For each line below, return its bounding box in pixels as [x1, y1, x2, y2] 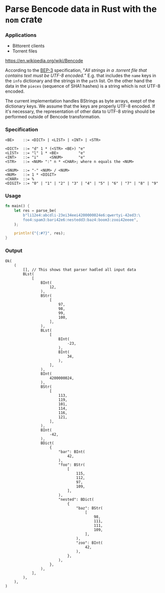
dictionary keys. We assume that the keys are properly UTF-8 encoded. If [5, 103, 155, 109]
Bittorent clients [12, 43, 45, 49]
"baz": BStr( [76, 505, 103, 511]
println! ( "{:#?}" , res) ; [14, 231, 65, 236]
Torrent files [12, 48, 38, 54]
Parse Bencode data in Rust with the [5, 3, 157, 15]
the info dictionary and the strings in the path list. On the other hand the [5, 78, 153, 84]
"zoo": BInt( [76, 540, 103, 545]
